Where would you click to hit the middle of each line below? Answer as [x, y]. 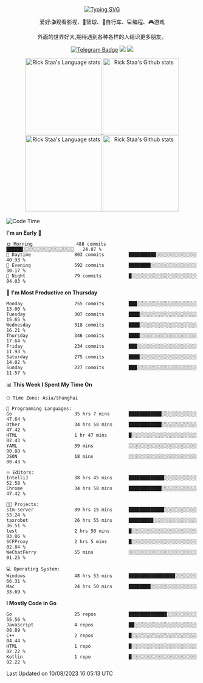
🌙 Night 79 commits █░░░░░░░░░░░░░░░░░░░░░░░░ [102, 276]
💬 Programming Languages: [39, 409]
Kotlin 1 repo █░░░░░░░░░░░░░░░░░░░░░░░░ [102, 657]
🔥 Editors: [20, 473]
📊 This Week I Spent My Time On [49, 384]
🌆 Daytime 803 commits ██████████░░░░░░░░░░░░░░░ [102, 255]
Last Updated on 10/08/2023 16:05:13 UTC [60, 673]
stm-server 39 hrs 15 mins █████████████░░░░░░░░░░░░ [102, 510]
